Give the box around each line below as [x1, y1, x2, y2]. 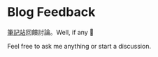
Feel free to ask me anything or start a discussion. [7, 42, 152, 50]
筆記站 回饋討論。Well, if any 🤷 [7, 28, 94, 36]
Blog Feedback [7, 4, 96, 20]
